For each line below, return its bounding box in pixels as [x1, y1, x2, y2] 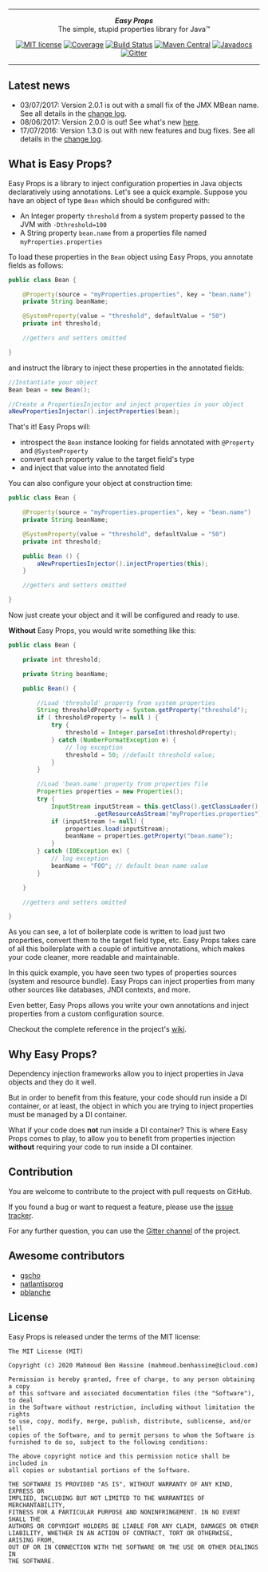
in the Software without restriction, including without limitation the [8, 1403, 255, 1411]
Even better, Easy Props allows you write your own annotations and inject [8, 1001, 249, 1010]
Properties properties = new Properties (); [37, 788, 183, 796]
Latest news [8, 79, 70, 93]
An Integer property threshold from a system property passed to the [19, 211, 246, 221]
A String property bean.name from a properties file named [19, 228, 207, 237]
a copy [8, 1382, 30, 1391]
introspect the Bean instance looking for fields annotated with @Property [19, 437, 254, 448]
